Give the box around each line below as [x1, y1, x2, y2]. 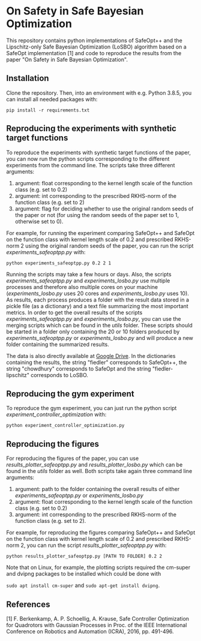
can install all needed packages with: [6, 95, 98, 103]
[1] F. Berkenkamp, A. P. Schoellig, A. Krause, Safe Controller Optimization [6, 615, 190, 622]
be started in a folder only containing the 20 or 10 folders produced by [6, 328, 180, 335]
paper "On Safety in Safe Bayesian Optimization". [6, 56, 128, 63]
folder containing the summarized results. [6, 341, 109, 348]
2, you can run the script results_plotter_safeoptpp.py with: [20, 541, 167, 549]
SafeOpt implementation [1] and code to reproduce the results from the [6, 49, 182, 56]
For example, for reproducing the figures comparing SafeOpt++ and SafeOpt [6, 529, 196, 536]
